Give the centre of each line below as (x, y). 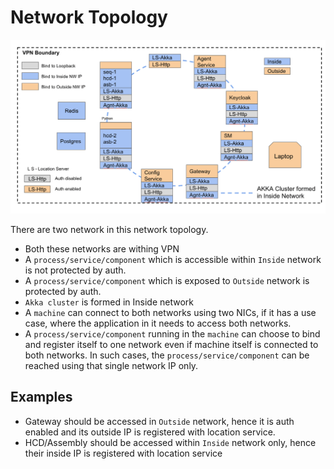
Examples (41, 397)
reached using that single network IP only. (111, 366)
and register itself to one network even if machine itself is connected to (171, 345)
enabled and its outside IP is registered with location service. (150, 432)
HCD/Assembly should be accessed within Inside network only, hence (170, 442)
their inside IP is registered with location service (123, 453)
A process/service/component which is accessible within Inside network (173, 260)
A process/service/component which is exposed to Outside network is (167, 281)
